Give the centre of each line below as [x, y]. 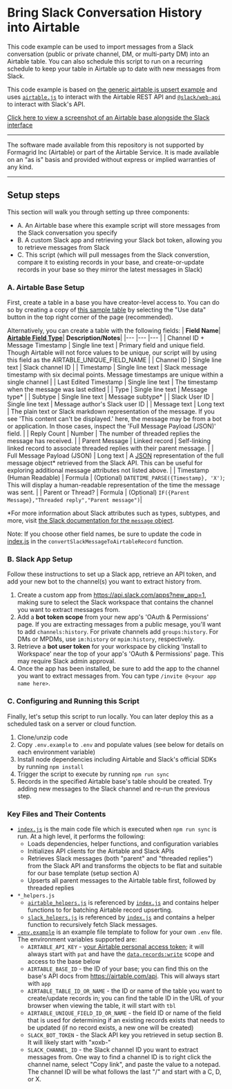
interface [20, 125]
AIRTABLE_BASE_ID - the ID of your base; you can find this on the [118, 969]
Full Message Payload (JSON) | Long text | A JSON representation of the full [116, 456]
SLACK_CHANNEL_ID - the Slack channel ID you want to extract [113, 1050]
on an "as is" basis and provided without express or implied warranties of [112, 159]
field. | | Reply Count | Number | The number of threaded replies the [104, 433]
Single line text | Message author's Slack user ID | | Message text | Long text [116, 404]
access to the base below [64, 961]
